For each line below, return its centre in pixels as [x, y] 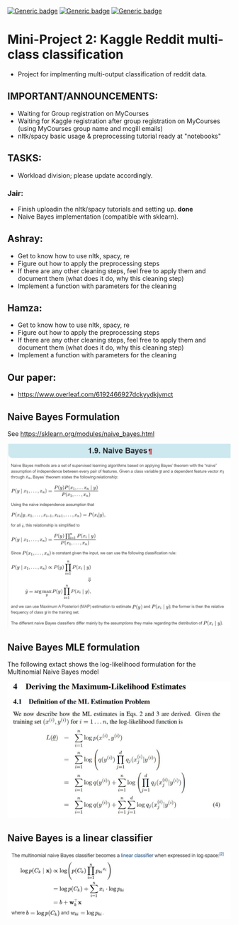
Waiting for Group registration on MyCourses [83, 113]
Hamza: [25, 308]
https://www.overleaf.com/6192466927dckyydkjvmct [95, 395]
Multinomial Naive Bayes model [53, 672]
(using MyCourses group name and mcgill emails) [90, 128]
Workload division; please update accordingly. [85, 175]
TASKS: [24, 158]
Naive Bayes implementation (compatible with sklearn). [98, 217]
